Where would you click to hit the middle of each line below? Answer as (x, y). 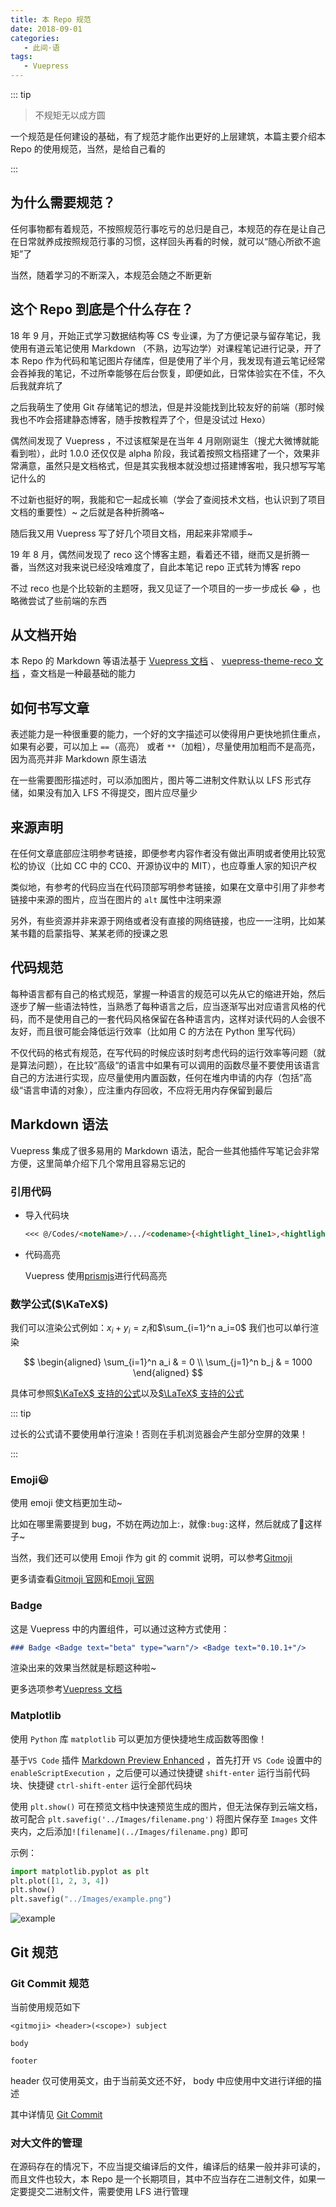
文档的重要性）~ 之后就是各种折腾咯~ (87, 512)
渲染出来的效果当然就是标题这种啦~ (83, 1668)
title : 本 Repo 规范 (51, 19)
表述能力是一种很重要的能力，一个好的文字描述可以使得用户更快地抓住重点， (168, 734)
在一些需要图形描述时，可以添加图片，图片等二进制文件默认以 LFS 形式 (156, 780)
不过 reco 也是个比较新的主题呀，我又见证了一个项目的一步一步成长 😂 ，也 (165, 588)
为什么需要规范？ (63, 202)
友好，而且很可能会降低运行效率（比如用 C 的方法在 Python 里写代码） (156, 1031)
